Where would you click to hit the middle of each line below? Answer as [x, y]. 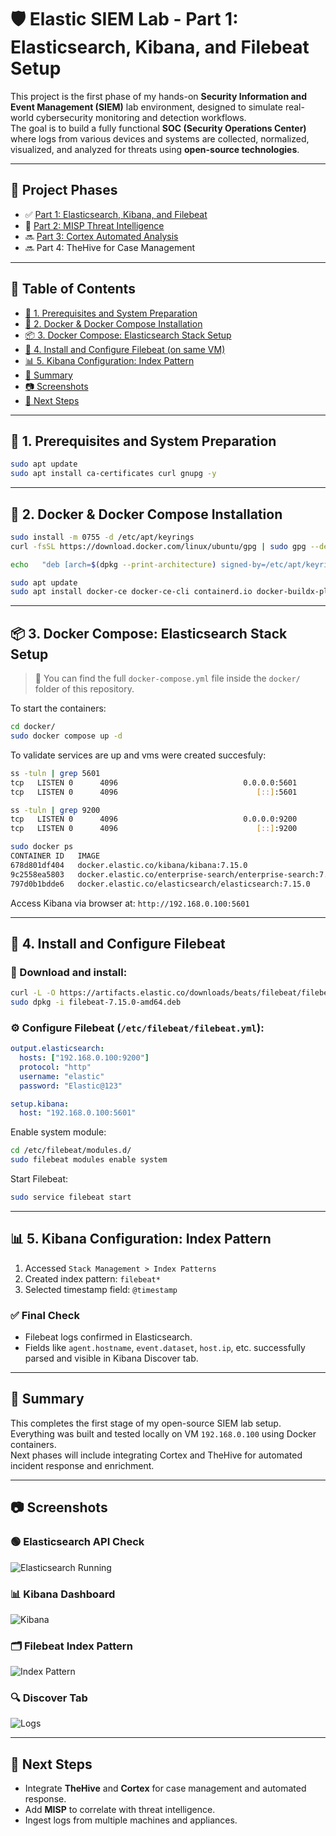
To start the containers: [58, 708]
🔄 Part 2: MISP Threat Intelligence [94, 225]
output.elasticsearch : [57, 1049]
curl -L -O [33, 993]
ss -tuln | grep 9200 [55, 810]
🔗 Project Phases [64, 190]
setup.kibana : [40, 1104]
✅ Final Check [45, 1315]
